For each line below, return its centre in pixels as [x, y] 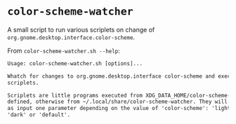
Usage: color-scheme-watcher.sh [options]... [75, 63]
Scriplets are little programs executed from [75, 95]
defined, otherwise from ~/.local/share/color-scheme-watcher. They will [118, 102]
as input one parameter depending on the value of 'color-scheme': [108, 109]
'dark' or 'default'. [39, 115]
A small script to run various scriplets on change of [81, 29]
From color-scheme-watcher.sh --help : [64, 50]
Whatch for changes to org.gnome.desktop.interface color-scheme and [111, 76]
